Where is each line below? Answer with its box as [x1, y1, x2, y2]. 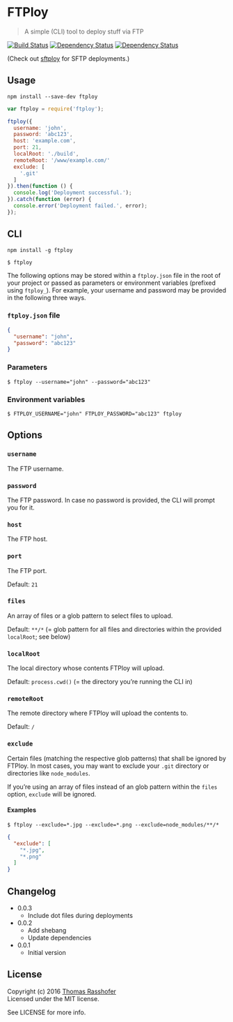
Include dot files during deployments [27, 911, 134, 919]
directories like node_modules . [7, 769, 90, 777]
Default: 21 [7, 580, 38, 588]
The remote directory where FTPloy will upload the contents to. [7, 709, 188, 718]
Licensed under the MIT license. [7, 994, 99, 1002]
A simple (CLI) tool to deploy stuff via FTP [24, 27, 144, 36]
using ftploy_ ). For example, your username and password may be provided [7, 286, 227, 294]
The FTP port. [7, 566, 47, 575]
